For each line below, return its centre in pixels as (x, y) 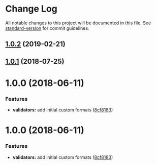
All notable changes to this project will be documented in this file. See (78, 23)
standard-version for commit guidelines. (47, 28)
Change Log (31, 9)
